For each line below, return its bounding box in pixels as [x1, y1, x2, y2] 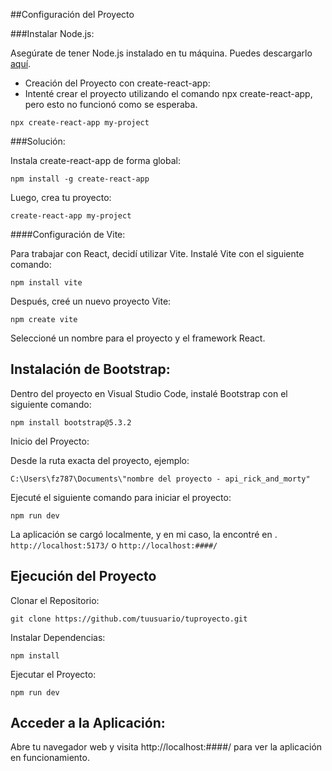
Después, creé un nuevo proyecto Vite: [10, 295, 172, 307]
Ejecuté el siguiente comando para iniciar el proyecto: [10, 491, 232, 503]
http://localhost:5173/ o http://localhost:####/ [10, 539, 218, 551]
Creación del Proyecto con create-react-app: [24, 77, 211, 89]
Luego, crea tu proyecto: [10, 192, 112, 203]
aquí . [10, 58, 32, 69]
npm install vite [10, 278, 83, 288]
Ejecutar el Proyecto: [10, 668, 97, 680]
